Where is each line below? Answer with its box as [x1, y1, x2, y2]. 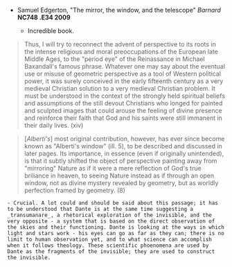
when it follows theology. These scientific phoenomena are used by [7, 242, 209, 249]
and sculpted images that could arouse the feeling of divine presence [24, 107, 223, 114]
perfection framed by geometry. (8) [24, 187, 126, 194]
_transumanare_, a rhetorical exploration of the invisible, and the [7, 212, 213, 218]
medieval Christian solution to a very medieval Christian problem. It [24, 85, 216, 92]
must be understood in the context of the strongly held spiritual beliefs [24, 92, 226, 100]
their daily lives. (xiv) [24, 121, 84, 129]
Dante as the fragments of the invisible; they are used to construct [7, 248, 215, 255]
